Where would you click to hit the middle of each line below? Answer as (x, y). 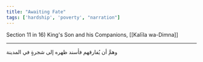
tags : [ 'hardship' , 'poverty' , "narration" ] (63, 17)
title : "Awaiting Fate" (36, 12)
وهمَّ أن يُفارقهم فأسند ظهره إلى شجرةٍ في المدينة (62, 52)
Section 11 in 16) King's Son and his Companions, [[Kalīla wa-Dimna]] (92, 34)
